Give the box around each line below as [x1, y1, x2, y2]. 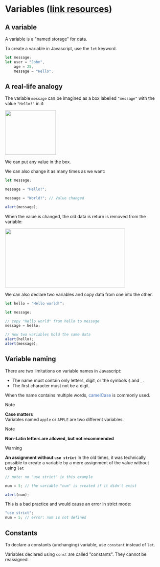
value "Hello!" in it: [5, 101, 45, 107]
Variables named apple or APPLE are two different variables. [5, 416, 124, 422]
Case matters [5, 411, 33, 417]
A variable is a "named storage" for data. [5, 36, 87, 42]
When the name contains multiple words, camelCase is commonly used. [5, 392, 151, 398]
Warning [5, 445, 22, 451]
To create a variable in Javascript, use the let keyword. [5, 46, 117, 51]
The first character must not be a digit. [12, 382, 90, 389]
